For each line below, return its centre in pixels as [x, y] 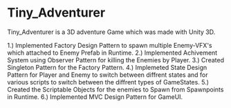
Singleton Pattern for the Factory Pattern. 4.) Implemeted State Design [107, 67]
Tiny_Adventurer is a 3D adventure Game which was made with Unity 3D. [111, 32]
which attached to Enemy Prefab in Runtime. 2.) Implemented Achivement [112, 53]
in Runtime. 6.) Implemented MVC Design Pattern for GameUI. [95, 97]
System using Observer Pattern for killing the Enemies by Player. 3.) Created [116, 60]
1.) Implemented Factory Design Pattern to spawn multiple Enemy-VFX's [110, 45]
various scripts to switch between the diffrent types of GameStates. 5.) [108, 82]
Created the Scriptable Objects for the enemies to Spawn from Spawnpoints [115, 89]
